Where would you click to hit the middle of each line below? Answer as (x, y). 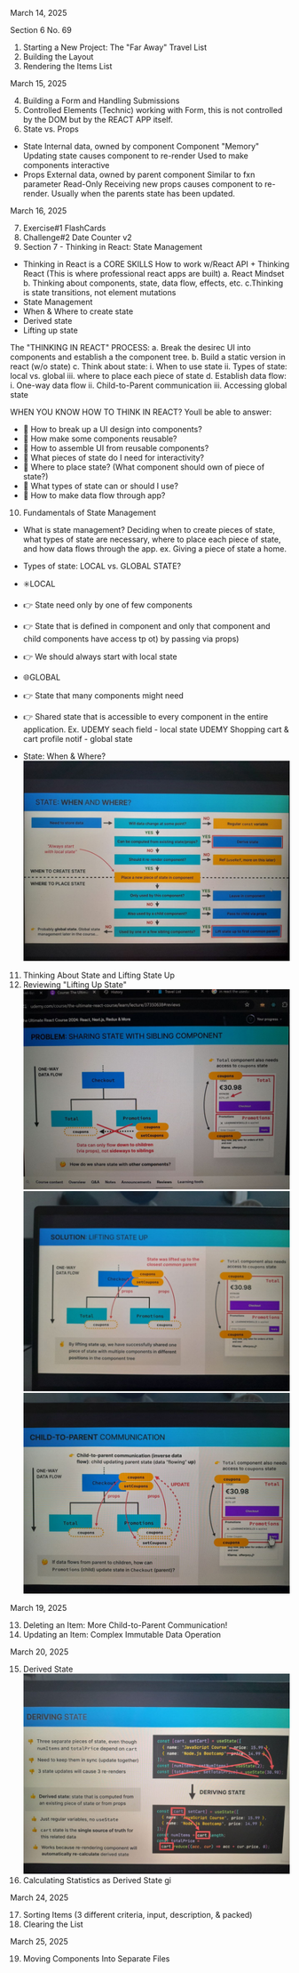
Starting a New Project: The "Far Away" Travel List (115, 47)
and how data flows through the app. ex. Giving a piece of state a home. (155, 549)
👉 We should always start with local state (100, 656)
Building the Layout (58, 56)
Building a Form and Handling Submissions (101, 101)
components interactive (66, 165)
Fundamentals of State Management (89, 512)
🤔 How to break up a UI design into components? (112, 429)
